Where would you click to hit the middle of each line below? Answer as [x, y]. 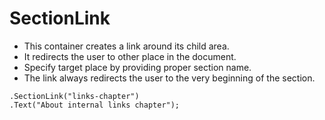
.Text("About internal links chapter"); [95, 105]
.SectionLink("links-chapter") [74, 96]
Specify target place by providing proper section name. [137, 67]
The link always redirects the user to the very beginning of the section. [169, 78]
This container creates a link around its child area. [126, 46]
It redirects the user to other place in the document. [130, 56]
